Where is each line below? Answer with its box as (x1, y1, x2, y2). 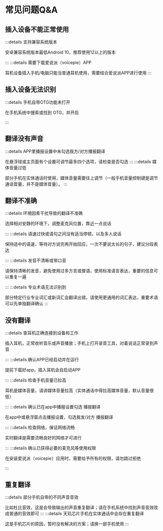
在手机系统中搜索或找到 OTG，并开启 (5, 110, 79, 115)
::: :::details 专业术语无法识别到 (5, 284, 66, 290)
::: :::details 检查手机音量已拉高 (5, 377, 66, 383)
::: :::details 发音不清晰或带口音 (5, 257, 66, 263)
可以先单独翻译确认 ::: (5, 301, 49, 306)
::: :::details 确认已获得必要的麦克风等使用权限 (5, 445, 96, 451)
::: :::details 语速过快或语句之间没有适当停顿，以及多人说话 (5, 231, 122, 237)
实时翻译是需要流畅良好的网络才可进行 (5, 435, 81, 441)
